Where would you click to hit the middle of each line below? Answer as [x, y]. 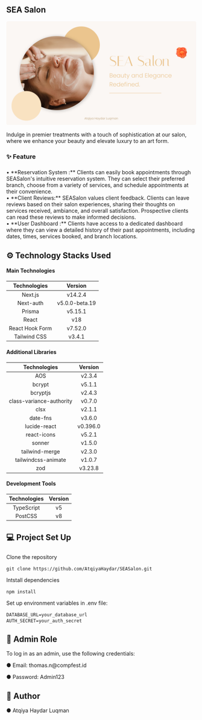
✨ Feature [21, 157]
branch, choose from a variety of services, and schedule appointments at [97, 185]
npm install [21, 592]
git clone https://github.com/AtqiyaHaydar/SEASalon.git [79, 569]
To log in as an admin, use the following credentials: [71, 654]
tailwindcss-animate [40, 459]
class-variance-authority [40, 401]
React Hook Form [30, 328]
